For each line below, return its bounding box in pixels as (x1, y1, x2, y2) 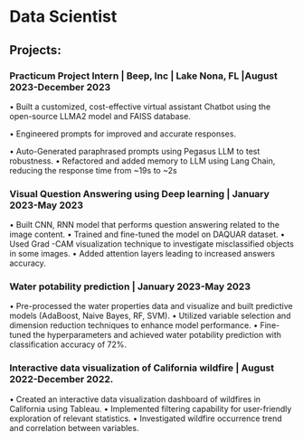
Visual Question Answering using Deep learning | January (9, 187, 270, 200)
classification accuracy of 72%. (9, 339, 128, 350)
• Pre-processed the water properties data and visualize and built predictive (9, 301, 293, 312)
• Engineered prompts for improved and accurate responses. (9, 128, 237, 139)
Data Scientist (9, 6, 118, 27)
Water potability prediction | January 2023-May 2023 (9, 280, 251, 293)
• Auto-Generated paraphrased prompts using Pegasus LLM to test (9, 145, 260, 156)
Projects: (9, 42, 62, 58)
